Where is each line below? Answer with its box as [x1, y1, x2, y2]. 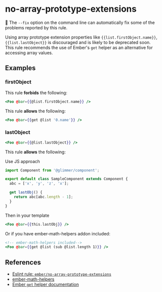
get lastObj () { [9, 190, 43, 195]
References [5, 258, 41, 267]
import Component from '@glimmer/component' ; [5, 167, 99, 173]
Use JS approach [5, 158, 40, 164]
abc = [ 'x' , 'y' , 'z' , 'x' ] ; [9, 181, 69, 186]
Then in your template [5, 212, 50, 218]
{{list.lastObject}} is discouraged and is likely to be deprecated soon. [5, 39, 151, 45]
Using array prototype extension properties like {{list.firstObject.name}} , [5, 34, 158, 40]
